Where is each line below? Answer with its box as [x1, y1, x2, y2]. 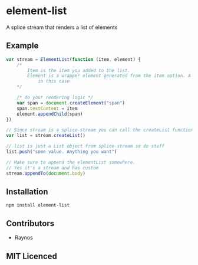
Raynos [14, 234, 34, 241]
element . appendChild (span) [16, 111, 83, 117]
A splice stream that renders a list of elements [6, 24, 118, 31]
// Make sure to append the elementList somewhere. [6, 159, 136, 165]
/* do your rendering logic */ [16, 94, 94, 100]
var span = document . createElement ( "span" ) [16, 100, 126, 106]
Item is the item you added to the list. [27, 67, 131, 73]
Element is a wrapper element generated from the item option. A [27, 73, 192, 79]
